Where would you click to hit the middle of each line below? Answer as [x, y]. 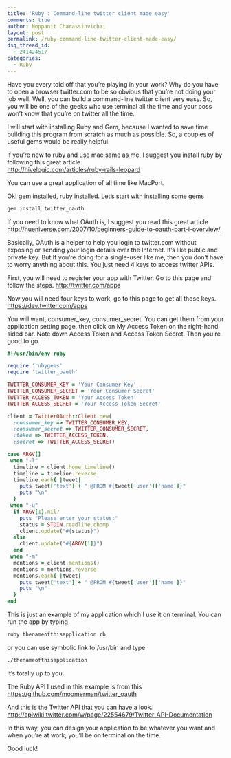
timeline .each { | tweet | [47, 480]
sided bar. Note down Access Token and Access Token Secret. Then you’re [114, 334]
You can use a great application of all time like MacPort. [86, 182]
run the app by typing [38, 622]
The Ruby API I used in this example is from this [75, 686]
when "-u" [24, 506]
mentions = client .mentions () [56, 563]
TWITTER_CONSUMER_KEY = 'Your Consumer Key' [72, 385]
